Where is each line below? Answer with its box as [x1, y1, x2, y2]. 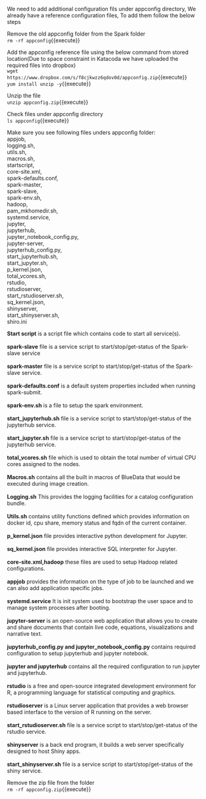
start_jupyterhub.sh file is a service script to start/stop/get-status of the [7, 415, 192, 422]
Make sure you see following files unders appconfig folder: [7, 129, 156, 136]
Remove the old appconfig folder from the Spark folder [7, 30, 146, 37]
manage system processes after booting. [7, 604, 111, 611]
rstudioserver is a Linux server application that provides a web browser [7, 702, 189, 709]
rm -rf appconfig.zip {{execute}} [7, 785, 91, 793]
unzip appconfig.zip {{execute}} [7, 98, 88, 106]
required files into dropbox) [7, 61, 76, 69]
